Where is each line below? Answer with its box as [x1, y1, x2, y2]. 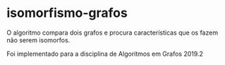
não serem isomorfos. [6, 35, 71, 44]
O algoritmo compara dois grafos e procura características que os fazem [6, 28, 219, 37]
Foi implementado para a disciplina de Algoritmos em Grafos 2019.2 [6, 49, 204, 58]
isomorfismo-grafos [6, 5, 128, 21]
